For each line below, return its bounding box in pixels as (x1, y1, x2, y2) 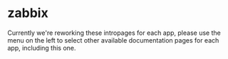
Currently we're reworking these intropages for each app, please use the (7, 28, 221, 37)
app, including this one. (7, 43, 76, 52)
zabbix (7, 5, 48, 21)
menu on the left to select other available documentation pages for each (7, 36, 219, 44)
